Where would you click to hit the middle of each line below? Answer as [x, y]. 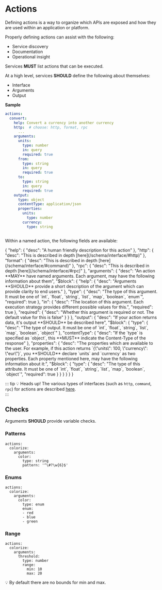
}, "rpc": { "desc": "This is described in [111, 266]
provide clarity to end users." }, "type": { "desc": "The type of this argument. [81, 291]
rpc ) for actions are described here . [40, 389]
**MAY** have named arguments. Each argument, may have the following [80, 276]
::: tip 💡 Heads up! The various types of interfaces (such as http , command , [78, 383]
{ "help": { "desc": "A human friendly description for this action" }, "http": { [79, 250]
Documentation [27, 52]
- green [30, 521]
